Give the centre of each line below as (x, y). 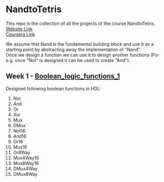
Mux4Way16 (26, 158)
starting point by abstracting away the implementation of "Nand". (73, 49)
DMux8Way (25, 174)
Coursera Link (20, 34)
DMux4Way (25, 168)
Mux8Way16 (26, 163)
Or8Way (22, 152)
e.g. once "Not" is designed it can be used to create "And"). (68, 60)
